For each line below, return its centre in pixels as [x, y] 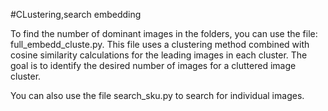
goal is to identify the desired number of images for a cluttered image [153, 65]
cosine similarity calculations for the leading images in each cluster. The [159, 55]
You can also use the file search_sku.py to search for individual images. [157, 95]
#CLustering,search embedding [76, 14]
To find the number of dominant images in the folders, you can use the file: [164, 33]
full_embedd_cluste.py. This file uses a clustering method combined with [160, 44]
